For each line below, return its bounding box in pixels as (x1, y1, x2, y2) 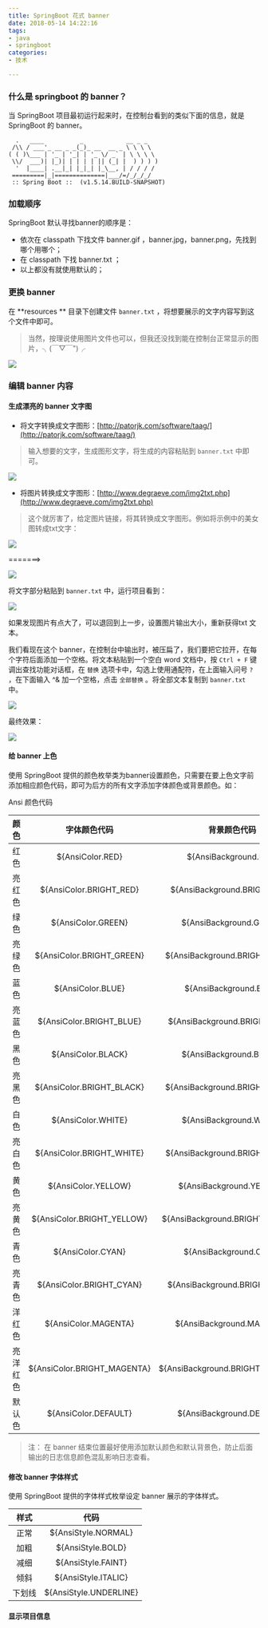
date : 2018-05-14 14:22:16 (8, 19, 98, 27)
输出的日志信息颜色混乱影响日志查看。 (27, 1452, 154, 1462)
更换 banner (8, 286, 56, 298)
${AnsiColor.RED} (56, 852, 123, 863)
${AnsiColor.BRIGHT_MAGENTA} (28, 1363, 152, 1374)
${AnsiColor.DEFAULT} (46, 1408, 132, 1419)
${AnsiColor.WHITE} (51, 1115, 128, 1126)
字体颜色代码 (65, 824, 114, 836)
